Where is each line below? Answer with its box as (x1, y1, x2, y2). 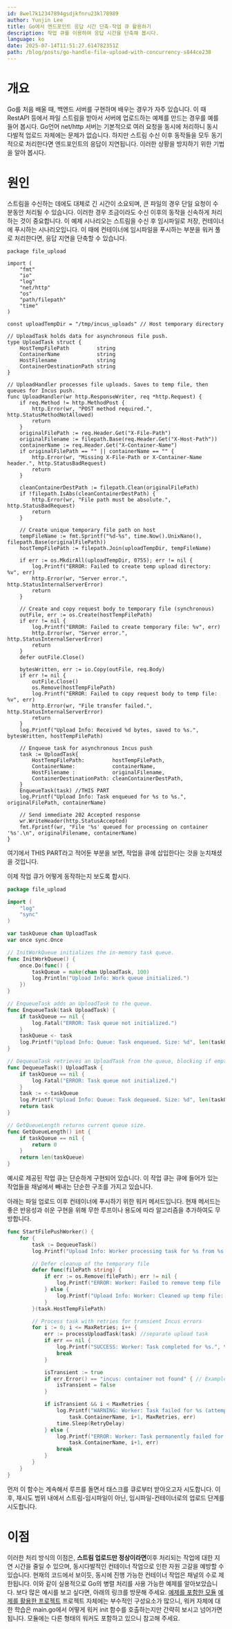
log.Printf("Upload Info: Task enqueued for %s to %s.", (19, 793, 187, 800)
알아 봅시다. (14, 148, 46, 157)
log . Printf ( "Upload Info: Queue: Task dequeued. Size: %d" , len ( (19, 1096, 212, 1103)
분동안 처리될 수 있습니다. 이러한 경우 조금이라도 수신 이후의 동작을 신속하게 (7, 208, 210, 216)
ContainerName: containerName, (32, 763, 156, 769)
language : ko (7, 36, 45, 43)
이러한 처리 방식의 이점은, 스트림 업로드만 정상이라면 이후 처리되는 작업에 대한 (7, 1553, 213, 1562)
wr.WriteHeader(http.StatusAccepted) (19, 817, 128, 824)
